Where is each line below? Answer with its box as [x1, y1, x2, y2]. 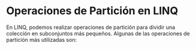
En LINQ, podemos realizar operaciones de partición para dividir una [6, 24, 176, 31]
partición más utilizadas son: [6, 36, 77, 43]
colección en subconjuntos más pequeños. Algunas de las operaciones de [6, 30, 190, 37]
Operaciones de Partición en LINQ [6, 4, 179, 18]
